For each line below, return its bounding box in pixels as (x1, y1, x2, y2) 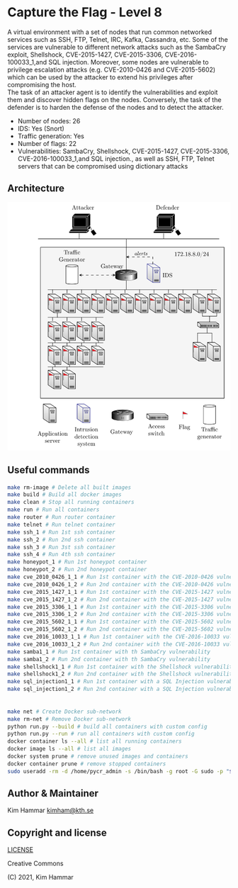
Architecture (7, 182, 65, 195)
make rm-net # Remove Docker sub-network (7, 715, 132, 723)
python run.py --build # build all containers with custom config (7, 723, 208, 730)
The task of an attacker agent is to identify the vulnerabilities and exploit (7, 88, 218, 96)
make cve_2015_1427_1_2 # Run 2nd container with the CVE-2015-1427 (7, 596, 214, 603)
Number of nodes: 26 (17, 116, 81, 125)
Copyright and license (7, 826, 108, 838)
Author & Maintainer (7, 787, 99, 799)
